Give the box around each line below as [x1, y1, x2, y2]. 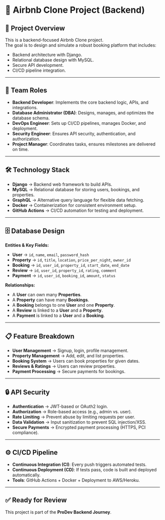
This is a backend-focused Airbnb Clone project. [5, 37, 104, 43]
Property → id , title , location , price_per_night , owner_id [12, 257, 131, 263]
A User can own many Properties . [12, 292, 82, 298]
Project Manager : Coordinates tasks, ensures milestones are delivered [12, 141, 156, 147]
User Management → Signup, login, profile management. [12, 347, 129, 353]
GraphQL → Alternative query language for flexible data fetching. [12, 197, 144, 203]
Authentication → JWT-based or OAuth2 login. [12, 404, 108, 409]
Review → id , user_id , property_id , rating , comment [12, 267, 117, 273]
